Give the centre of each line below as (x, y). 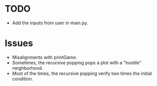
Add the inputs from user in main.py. (50, 23)
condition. (23, 78)
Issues (19, 43)
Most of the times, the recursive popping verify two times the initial (82, 73)
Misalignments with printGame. (44, 57)
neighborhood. (28, 68)
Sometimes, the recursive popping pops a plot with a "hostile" (77, 62)
